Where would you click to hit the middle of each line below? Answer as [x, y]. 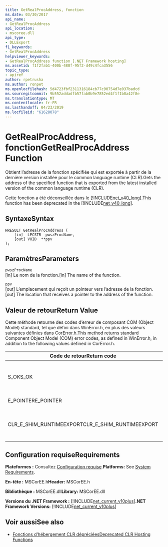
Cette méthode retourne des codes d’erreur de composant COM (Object [79, 322]
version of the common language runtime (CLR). [55, 188]
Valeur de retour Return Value [52, 310]
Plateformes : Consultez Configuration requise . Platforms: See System [78, 467]
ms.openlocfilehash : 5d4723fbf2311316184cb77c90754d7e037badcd [72, 89]
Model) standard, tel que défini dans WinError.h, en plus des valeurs [75, 328]
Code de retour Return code [83, 356]
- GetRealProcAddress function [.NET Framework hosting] [66, 61]
